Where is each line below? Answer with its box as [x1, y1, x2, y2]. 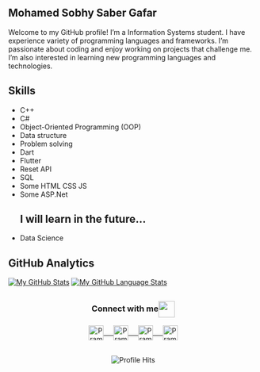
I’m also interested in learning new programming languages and [8, 52, 216, 62]
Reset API [19, 164, 52, 174]
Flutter [19, 155, 42, 165]
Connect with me [91, 303, 159, 314]
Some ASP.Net [19, 190, 68, 199]
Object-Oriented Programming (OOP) [19, 122, 141, 132]
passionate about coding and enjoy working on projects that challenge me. [8, 44, 252, 54]
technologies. [8, 61, 53, 71]
